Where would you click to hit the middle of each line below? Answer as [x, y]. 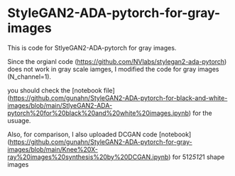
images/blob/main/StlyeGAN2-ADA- [60, 105]
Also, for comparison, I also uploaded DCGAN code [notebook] [99, 134]
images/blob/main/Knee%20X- [53, 149]
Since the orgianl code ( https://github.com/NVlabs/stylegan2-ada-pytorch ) [117, 61]
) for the [200, 113]
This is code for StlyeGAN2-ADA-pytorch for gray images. [92, 48]
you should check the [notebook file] [61, 90]
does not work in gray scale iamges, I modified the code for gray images [113, 69]
